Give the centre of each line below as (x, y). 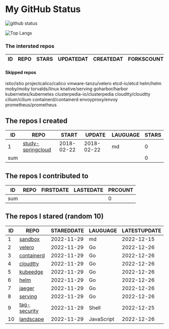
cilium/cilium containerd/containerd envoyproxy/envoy (62, 100)
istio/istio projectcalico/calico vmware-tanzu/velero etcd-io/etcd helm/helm (83, 84)
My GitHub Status (43, 9)
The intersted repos (30, 46)
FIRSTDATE (55, 190)
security (29, 311)
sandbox (30, 239)
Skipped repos (21, 72)
